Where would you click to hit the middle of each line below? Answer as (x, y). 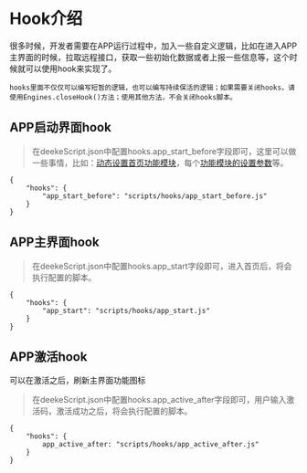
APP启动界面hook (60, 127)
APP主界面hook (54, 242)
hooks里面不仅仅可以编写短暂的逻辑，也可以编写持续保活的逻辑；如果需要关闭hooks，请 (152, 88)
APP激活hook (48, 357)
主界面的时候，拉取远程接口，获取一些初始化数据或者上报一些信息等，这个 (149, 57)
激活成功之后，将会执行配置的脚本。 (124, 411)
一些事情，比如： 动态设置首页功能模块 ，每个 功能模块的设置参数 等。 (160, 163)
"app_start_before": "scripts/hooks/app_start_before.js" (155, 196)
